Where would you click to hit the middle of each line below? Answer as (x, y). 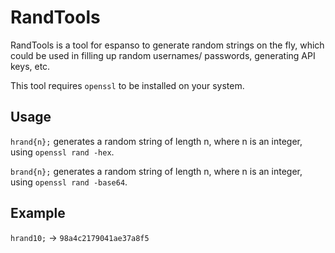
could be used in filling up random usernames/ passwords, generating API (163, 55)
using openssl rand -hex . (62, 152)
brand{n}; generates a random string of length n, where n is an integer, (156, 171)
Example (38, 213)
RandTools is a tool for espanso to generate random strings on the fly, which (167, 45)
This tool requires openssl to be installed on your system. (127, 85)
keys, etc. (30, 66)
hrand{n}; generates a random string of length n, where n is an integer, (156, 141)
